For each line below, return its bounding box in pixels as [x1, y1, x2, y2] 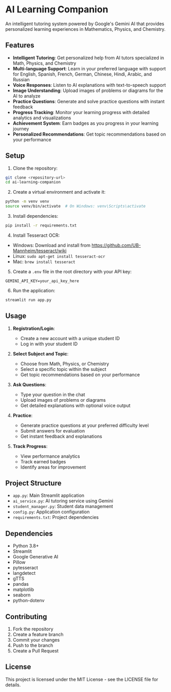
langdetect [12, 570, 36, 576]
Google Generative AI [12, 554, 59, 560]
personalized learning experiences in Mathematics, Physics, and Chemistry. [5, 26, 166, 32]
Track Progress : [12, 443, 48, 449]
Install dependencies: [12, 213, 59, 219]
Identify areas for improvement [20, 464, 86, 470]
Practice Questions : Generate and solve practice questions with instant [12, 98, 165, 104]
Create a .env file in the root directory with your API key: [12, 268, 132, 274]
